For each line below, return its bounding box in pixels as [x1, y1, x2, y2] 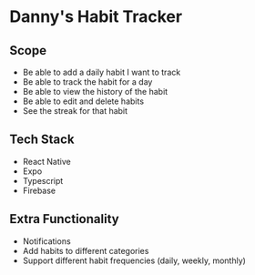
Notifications [22, 235, 71, 247]
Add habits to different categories [22, 245, 149, 256]
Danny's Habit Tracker [9, 6, 183, 27]
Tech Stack [9, 132, 75, 148]
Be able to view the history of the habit [22, 87, 168, 97]
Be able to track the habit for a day [22, 76, 153, 87]
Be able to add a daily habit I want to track [22, 66, 181, 77]
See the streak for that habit [22, 106, 128, 116]
